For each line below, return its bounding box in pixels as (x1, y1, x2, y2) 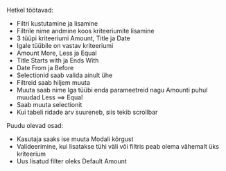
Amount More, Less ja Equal (16, 49, 97, 57)
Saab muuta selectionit (16, 101, 82, 108)
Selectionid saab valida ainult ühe (16, 71, 113, 79)
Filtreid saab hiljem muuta (16, 79, 91, 86)
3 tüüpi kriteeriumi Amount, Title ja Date (16, 34, 131, 42)
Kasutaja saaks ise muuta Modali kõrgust (16, 135, 134, 143)
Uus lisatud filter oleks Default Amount (16, 157, 128, 165)
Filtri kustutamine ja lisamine (16, 19, 98, 27)
